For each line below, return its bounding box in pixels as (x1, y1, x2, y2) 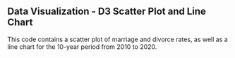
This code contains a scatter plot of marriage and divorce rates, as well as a (7, 35, 228, 43)
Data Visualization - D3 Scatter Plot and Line (7, 6, 207, 17)
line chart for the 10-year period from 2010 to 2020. (7, 42, 157, 51)
